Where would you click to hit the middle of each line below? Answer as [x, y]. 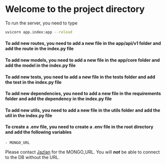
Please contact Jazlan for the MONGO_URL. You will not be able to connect [83, 152]
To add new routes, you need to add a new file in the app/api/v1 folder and [83, 43]
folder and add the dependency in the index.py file [59, 99]
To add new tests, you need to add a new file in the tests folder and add [80, 77]
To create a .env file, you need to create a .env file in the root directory [79, 127]
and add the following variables [38, 132]
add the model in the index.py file [40, 65]
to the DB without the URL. [32, 157]
